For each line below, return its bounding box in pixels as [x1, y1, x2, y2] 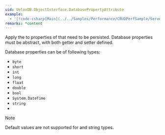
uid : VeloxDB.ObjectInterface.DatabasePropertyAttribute [5, 7, 124, 12]
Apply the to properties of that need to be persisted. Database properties [5, 34, 153, 40]
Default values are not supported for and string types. [5, 125, 114, 131]
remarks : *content [5, 21, 43, 26]
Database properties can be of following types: [5, 49, 101, 55]
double [12, 85, 26, 91]
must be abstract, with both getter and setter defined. [5, 40, 114, 46]
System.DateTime [12, 96, 46, 101]
